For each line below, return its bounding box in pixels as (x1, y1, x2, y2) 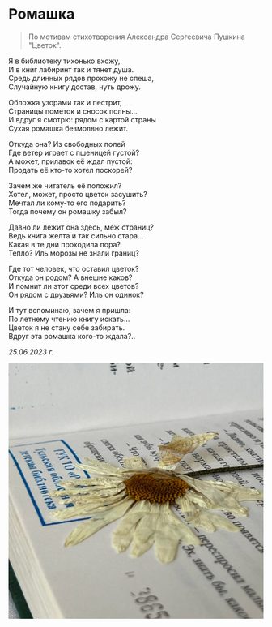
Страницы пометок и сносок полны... (8, 106, 138, 116)
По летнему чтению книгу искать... (8, 314, 130, 324)
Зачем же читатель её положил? (8, 180, 122, 191)
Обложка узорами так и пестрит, (8, 97, 123, 107)
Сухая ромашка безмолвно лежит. (8, 123, 129, 133)
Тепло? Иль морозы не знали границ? (8, 248, 140, 258)
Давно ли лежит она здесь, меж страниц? (8, 222, 154, 232)
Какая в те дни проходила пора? (8, 239, 121, 249)
